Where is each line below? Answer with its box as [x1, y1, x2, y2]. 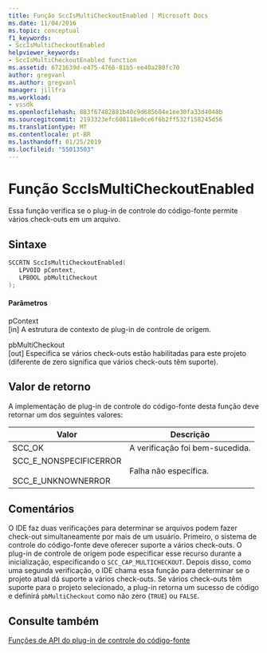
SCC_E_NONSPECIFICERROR [12, 455, 122, 466]
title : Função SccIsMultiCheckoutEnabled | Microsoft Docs [8, 11, 209, 20]
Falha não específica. [128, 465, 210, 476]
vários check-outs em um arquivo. [8, 215, 121, 224]
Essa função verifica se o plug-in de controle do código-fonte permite [8, 206, 238, 216]
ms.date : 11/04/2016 [8, 19, 77, 27]
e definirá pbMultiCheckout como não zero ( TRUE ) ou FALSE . [8, 592, 200, 601]
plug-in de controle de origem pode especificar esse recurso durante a [8, 548, 241, 559]
